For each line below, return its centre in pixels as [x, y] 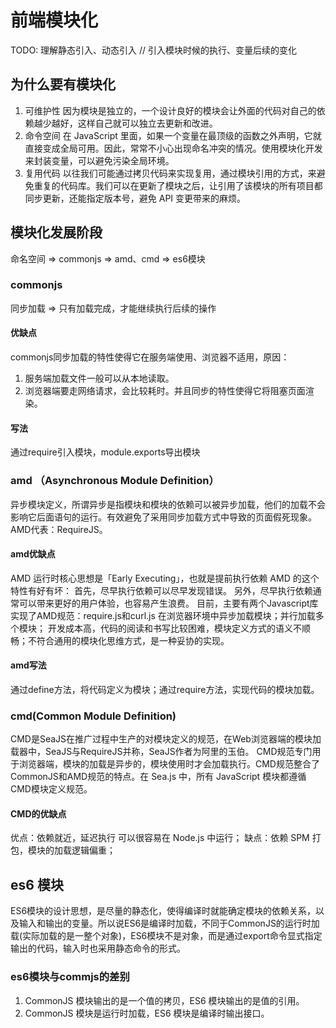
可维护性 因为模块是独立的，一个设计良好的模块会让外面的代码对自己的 [170, 110]
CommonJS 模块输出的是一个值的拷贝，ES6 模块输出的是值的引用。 [164, 1000]
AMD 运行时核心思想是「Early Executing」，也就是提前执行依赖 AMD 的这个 [165, 578]
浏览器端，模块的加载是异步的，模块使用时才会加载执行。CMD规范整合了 [169, 764]
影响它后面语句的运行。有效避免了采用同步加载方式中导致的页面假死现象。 [163, 517]
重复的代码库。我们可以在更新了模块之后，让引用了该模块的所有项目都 [178, 185]
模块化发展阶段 [56, 232]
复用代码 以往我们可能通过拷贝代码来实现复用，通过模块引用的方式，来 [170, 173]
